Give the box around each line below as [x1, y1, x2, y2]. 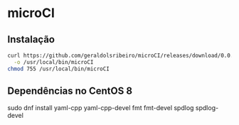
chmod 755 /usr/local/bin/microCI [7, 65, 110, 72]
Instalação [7, 33, 55, 45]
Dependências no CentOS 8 [7, 85, 133, 97]
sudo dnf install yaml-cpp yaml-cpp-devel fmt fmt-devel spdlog [7, 104, 194, 112]
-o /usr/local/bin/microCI [14, 58, 94, 65]
